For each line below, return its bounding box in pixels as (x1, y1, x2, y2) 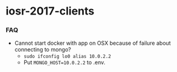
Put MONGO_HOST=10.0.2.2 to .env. (23, 59, 106, 66)
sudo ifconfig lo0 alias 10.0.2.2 (23, 53, 111, 60)
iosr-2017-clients (5, 4, 95, 18)
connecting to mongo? (14, 46, 71, 53)
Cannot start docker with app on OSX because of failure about (14, 39, 171, 47)
